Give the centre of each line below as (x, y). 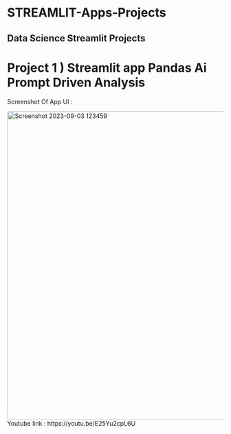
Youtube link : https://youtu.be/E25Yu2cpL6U (71, 423)
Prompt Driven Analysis (76, 82)
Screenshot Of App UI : (40, 101)
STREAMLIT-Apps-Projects (87, 13)
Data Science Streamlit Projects (76, 38)
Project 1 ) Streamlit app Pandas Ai (107, 68)
